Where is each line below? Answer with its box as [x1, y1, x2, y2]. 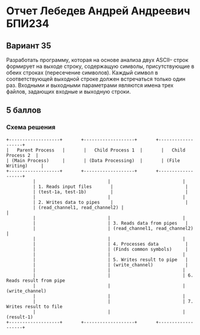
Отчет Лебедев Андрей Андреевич [6, 4, 190, 18]
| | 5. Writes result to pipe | [32, 256, 188, 263]
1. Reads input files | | [38, 184, 188, 190]
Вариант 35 [6, 41, 51, 51]
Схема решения [6, 123, 56, 132]
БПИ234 [6, 17, 50, 30]
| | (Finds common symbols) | [32, 246, 188, 252]
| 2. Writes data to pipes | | [32, 199, 188, 205]
